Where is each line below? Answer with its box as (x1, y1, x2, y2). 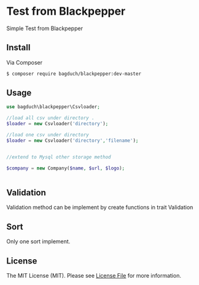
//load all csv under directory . (6, 115, 95, 121)
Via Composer (6, 58, 43, 66)
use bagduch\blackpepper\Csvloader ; (6, 104, 100, 110)
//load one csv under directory (6, 132, 89, 138)
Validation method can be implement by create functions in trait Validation (6, 204, 193, 211)
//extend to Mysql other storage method (6, 154, 112, 160)
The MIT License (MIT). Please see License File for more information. (6, 272, 181, 279)
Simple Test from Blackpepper (6, 25, 83, 32)
